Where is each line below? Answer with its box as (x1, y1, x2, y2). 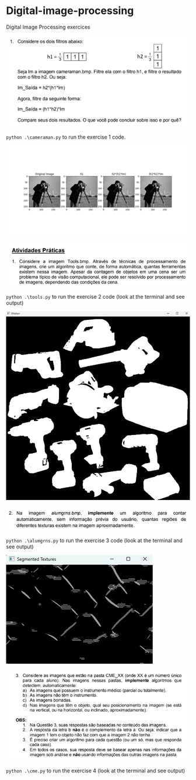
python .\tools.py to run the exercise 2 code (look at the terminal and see (6, 294, 185, 301)
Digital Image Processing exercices (6, 23, 90, 30)
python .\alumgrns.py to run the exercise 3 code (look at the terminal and (6, 537, 183, 544)
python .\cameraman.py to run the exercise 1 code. (6, 133, 126, 141)
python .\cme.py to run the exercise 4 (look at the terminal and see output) (6, 767, 185, 774)
